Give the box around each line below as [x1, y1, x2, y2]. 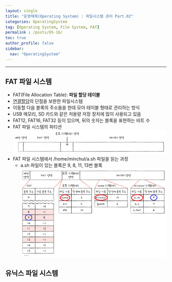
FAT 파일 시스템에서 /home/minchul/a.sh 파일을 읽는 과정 [12, 155, 128, 162]
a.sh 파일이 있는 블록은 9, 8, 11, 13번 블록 [20, 162, 102, 168]
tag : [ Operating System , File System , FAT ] [5, 25, 100, 30]
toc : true [5, 35, 27, 41]
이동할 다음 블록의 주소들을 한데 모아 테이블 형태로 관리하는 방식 [12, 105, 140, 111]
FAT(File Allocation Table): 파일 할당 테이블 [12, 92, 100, 98]
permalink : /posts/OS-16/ [5, 30, 63, 35]
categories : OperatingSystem [5, 19, 68, 24]
